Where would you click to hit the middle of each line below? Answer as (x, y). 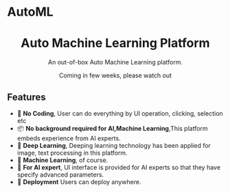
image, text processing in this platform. (72, 153)
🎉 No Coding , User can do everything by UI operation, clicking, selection (120, 113)
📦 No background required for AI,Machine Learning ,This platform (112, 128)
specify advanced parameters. (60, 175)
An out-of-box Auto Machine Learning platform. (115, 62)
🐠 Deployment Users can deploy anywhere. (79, 181)
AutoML (30, 12)
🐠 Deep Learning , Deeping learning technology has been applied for (114, 145)
